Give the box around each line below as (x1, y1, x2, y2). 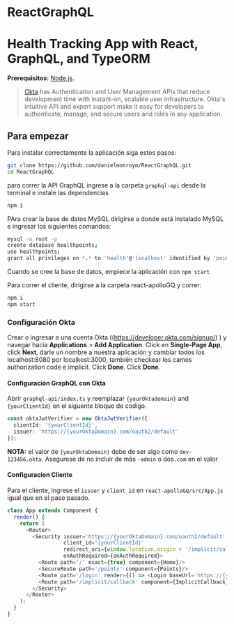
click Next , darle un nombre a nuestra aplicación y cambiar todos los (7, 348, 205, 356)
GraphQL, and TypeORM (7, 51, 151, 67)
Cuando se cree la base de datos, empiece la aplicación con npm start (7, 268, 210, 276)
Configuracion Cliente (7, 471, 73, 479)
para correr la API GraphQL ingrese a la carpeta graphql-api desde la (7, 181, 206, 189)
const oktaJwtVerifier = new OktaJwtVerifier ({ (7, 416, 148, 423)
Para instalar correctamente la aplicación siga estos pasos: (7, 148, 176, 157)
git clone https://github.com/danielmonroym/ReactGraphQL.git (7, 162, 192, 169)
